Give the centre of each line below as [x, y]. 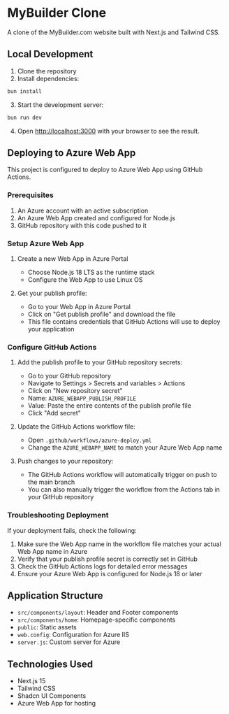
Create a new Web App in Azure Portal [73, 258]
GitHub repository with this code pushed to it [82, 225]
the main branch [51, 482]
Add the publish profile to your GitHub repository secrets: [100, 362]
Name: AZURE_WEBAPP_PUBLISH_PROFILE [82, 398]
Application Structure [55, 595]
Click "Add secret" [54, 413]
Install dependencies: [48, 78]
